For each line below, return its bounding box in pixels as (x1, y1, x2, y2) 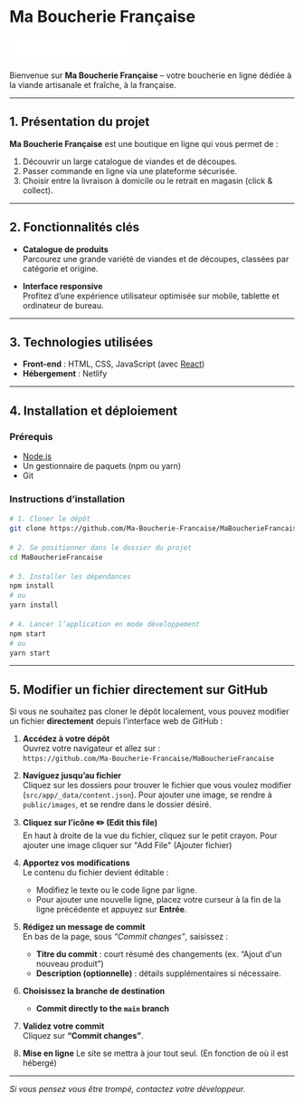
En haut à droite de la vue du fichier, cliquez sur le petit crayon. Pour (22, 830, 278, 841)
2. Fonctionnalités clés (9, 220, 140, 235)
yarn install (9, 600, 59, 610)
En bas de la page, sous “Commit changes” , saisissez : (22, 932, 229, 942)
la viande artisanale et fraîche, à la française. (9, 79, 176, 90)
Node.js (22, 451, 52, 462)
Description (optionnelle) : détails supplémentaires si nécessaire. (35, 968, 282, 979)
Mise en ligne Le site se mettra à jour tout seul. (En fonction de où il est (22, 1048, 290, 1059)
